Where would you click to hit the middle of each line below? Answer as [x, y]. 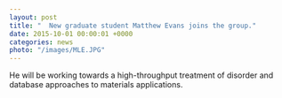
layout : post [33, 17]
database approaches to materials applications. [96, 85]
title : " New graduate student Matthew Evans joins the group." [133, 26]
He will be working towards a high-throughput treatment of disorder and [141, 75]
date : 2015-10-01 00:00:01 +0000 [71, 34]
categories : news [41, 42]
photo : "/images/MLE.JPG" [57, 50]
